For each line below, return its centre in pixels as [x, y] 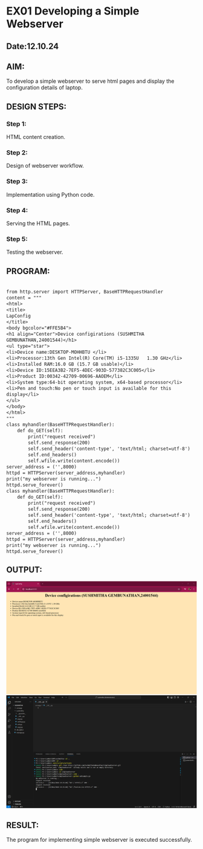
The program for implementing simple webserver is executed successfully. [99, 840]
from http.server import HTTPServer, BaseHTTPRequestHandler [85, 292]
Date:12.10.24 [33, 46]
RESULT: [23, 825]
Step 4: [17, 210]
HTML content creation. [36, 137]
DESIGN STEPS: [37, 107]
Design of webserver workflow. [45, 166]
